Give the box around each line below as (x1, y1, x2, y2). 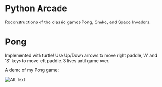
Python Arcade (5, 3, 67, 14)
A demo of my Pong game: (5, 67, 59, 73)
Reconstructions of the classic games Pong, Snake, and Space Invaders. (5, 19, 151, 25)
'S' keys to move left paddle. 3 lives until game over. (5, 57, 110, 64)
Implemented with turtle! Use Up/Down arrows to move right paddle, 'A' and (5, 52, 157, 58)
